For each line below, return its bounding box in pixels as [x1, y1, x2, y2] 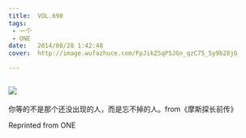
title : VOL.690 [8, 11, 63, 20]
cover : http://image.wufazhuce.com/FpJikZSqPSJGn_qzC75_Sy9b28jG [8, 49, 238, 57]
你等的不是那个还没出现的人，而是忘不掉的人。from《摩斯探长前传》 [8, 104, 238, 114]
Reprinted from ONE [8, 120, 76, 130]
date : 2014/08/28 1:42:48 [8, 42, 104, 50]
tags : [8, 19, 27, 27]
